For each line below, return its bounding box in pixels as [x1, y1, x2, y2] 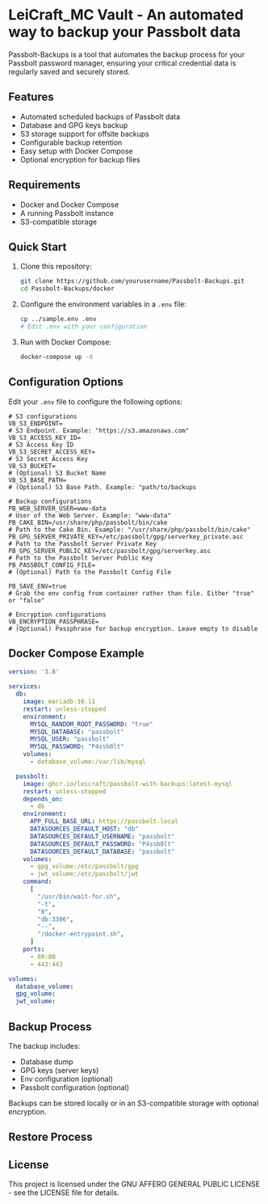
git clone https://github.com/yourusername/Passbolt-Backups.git [19, 277, 245, 285]
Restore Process [8, 1130, 93, 1144]
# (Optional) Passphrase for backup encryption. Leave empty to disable [8, 624, 258, 632]
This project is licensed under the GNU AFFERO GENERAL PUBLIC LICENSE [8, 1179, 261, 1189]
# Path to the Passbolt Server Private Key [8, 539, 157, 547]
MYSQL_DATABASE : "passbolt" [29, 728, 125, 736]
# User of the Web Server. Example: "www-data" [8, 511, 172, 519]
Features [8, 91, 54, 104]
